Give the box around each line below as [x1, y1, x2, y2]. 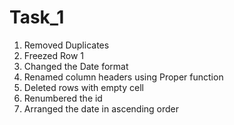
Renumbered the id [23, 92, 103, 104]
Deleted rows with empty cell [23, 81, 144, 93]
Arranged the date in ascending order [23, 102, 180, 115]
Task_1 [9, 6, 65, 29]
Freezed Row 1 [23, 49, 85, 61]
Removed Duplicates [23, 39, 110, 51]
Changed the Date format [23, 60, 129, 72]
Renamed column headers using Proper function [23, 71, 224, 83]
